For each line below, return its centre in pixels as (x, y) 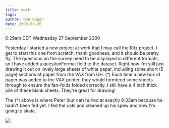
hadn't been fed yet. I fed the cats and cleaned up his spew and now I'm (80, 105)
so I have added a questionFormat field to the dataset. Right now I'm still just (84, 64)
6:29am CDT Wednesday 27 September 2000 (53, 38)
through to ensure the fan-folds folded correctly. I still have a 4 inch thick (81, 85)
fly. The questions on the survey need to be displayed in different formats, (82, 59)
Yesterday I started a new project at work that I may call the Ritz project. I (81, 48)
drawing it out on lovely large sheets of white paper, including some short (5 (84, 69)
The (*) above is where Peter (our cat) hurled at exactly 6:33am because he (84, 100)
